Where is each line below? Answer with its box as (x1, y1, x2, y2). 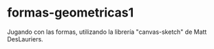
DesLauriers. (7, 35, 43, 43)
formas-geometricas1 (7, 5, 134, 21)
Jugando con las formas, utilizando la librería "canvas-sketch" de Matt (7, 28, 207, 36)
